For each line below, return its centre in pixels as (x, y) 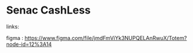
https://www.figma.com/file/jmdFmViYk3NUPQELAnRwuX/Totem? (106, 38)
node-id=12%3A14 (29, 44)
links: (13, 26)
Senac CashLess (48, 10)
